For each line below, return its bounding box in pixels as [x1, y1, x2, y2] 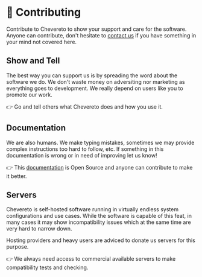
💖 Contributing [6, 5, 81, 19]
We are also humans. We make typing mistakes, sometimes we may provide [6, 139, 195, 146]
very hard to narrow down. [6, 225, 72, 232]
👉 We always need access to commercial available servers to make [6, 255, 176, 263]
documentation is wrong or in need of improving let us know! [6, 151, 157, 159]
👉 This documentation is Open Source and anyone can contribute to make [6, 164, 193, 171]
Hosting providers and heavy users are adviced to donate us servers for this [6, 237, 196, 244]
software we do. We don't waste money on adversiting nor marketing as [6, 78, 185, 85]
